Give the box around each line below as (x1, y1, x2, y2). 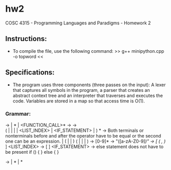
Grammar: (5, 110, 31, 117)
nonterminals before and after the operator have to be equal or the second (5, 132, 161, 139)
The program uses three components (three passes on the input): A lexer (12, 82, 166, 88)
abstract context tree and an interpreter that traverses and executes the (12, 92, 163, 98)
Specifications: (5, 68, 55, 77)
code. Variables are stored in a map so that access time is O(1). (12, 97, 145, 104)
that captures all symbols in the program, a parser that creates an (12, 87, 150, 93)
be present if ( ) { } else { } (5, 149, 60, 155)
